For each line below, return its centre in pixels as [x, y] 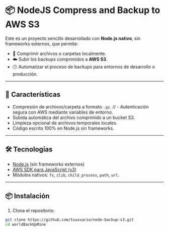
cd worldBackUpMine [26, 225]
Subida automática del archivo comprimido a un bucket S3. [74, 118]
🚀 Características [33, 95]
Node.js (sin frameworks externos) [48, 164]
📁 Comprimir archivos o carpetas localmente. [59, 53]
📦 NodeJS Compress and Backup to [83, 10]
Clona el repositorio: [33, 211]
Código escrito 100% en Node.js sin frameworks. [63, 128]
